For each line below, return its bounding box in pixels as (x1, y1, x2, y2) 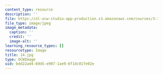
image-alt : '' (9, 39, 38, 44)
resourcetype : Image (5, 48, 47, 53)
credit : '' (9, 35, 32, 39)
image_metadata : (5, 25, 38, 30)
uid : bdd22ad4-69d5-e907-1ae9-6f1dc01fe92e (5, 61, 95, 66)
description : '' (5, 12, 38, 17)
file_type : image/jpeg (5, 20, 51, 26)
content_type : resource (5, 7, 53, 12)
